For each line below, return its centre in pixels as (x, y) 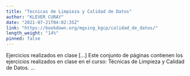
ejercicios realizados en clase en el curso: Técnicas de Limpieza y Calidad (95, 61)
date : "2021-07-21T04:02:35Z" (43, 22)
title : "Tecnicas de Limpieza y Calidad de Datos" (69, 11)
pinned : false (23, 39)
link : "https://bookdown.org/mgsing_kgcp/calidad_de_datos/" (82, 28)
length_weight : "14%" (32, 33)
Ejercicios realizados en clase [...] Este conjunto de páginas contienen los (94, 55)
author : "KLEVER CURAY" (35, 17)
